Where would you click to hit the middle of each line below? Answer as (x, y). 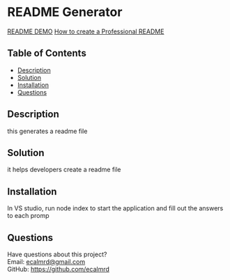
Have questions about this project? (57, 254)
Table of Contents (47, 53)
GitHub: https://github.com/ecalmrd (59, 269)
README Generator (65, 12)
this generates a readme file (47, 131)
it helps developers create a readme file (64, 170)
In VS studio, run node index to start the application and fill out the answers (115, 208)
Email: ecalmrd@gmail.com (46, 262)
